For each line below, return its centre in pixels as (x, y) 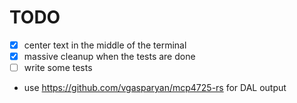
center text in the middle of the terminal (105, 45)
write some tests (58, 68)
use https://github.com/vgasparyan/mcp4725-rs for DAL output (155, 88)
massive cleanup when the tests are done (109, 56)
